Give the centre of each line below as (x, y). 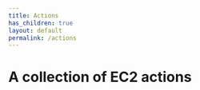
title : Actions (34, 16)
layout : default (35, 30)
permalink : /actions (43, 38)
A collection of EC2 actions (100, 77)
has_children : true (41, 23)
